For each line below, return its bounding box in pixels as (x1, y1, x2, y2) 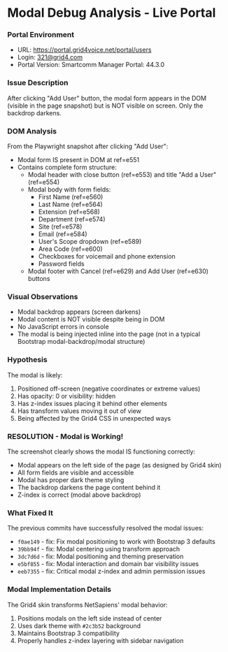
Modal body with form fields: (27, 185, 111, 194)
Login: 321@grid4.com (17, 53, 83, 61)
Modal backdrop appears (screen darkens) (17, 307, 141, 316)
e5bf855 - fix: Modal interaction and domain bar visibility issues (17, 560, 199, 568)
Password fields (38, 260, 85, 268)
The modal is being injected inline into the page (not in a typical (17, 330, 201, 338)
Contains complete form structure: (17, 163, 117, 172)
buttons (27, 275, 50, 283)
